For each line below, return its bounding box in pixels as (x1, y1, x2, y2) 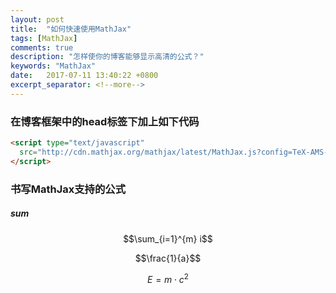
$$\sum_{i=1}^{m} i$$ (123, 232, 213, 245)
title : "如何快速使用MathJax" (10, 24, 132, 34)
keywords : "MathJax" (10, 61, 97, 71)
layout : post (10, 14, 65, 25)
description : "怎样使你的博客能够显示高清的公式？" (10, 52, 205, 62)
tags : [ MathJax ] (10, 33, 78, 43)
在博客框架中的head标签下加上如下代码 (10, 114, 200, 128)
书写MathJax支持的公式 (10, 182, 127, 196)
